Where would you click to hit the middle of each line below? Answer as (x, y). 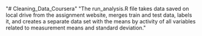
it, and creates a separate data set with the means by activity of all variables (101, 21)
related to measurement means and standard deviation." (76, 28)
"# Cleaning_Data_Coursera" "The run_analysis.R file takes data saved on (97, 9)
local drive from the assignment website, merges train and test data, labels (99, 15)
